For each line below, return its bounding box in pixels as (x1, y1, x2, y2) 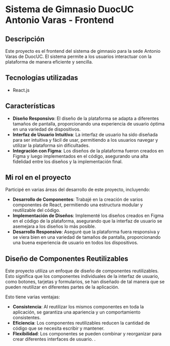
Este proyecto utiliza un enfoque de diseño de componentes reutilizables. (5, 268, 159, 274)
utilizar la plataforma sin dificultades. (12, 142, 90, 148)
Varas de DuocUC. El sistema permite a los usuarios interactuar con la (5, 53, 152, 59)
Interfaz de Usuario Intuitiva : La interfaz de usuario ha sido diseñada (12, 131, 158, 138)
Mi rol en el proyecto (5, 173, 71, 182)
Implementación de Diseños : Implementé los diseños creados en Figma (12, 212, 164, 219)
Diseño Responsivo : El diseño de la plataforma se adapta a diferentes (12, 115, 159, 121)
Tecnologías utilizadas (5, 74, 78, 82)
